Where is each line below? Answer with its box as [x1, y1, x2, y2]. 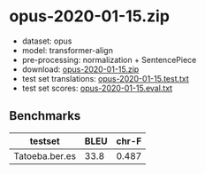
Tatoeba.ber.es [13, 149, 77, 162]
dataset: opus [21, 36, 72, 46]
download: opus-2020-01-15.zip [21, 64, 140, 75]
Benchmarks [9, 108, 81, 123]
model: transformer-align [21, 44, 113, 55]
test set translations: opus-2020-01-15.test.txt [21, 73, 190, 83]
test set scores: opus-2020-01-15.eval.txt [21, 83, 173, 93]
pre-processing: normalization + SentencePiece [21, 54, 197, 65]
